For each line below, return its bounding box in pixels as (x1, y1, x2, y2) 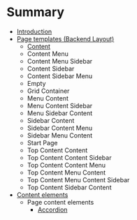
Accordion (37, 205, 68, 214)
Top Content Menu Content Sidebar (27, 175, 130, 184)
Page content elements (27, 198, 94, 206)
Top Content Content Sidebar (27, 153, 112, 161)
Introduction (16, 27, 52, 36)
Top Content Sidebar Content (27, 183, 112, 191)
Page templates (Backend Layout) (16, 34, 115, 43)
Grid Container (27, 87, 70, 95)
